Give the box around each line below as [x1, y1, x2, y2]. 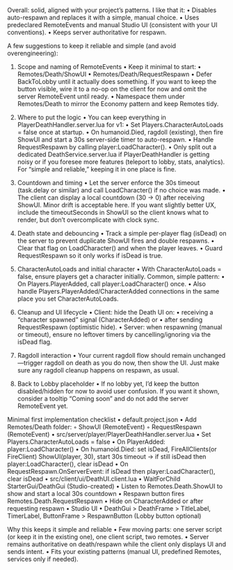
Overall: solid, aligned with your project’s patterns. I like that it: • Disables [7, 6, 217, 14]
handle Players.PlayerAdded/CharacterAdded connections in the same [17, 287, 220, 295]
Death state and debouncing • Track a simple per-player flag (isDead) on [17, 230, 227, 237]
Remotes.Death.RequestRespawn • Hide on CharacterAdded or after [7, 497, 204, 505]
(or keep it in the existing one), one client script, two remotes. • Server [7, 533, 209, 541]
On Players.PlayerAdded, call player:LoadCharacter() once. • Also [17, 280, 207, 288]
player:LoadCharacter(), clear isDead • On [7, 460, 129, 468]
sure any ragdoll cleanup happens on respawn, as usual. [17, 366, 179, 374]
